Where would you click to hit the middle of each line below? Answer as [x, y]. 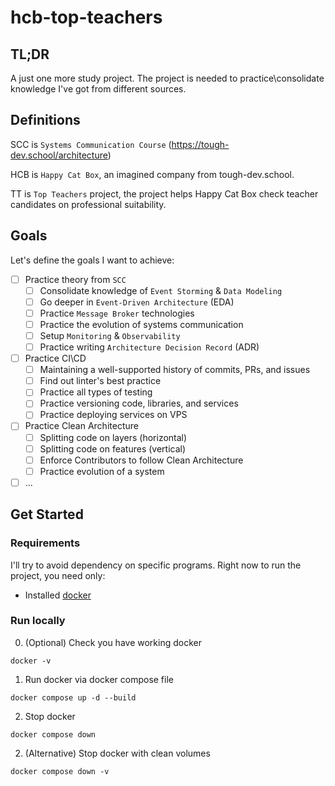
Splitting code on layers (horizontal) [113, 437]
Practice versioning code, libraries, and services [139, 403]
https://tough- [200, 144]
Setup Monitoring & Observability [110, 335]
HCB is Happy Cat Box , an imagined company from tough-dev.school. [152, 174]
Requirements [45, 543]
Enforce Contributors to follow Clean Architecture [141, 460]
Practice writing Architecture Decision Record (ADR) [149, 347]
